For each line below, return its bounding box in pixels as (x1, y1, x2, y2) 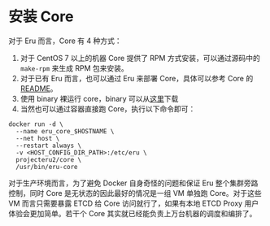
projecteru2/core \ (15, 155, 82, 163)
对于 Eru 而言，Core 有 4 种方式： (8, 36, 122, 46)
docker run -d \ (8, 120, 63, 128)
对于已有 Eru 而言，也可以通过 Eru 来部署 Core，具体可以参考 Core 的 (20, 73, 254, 83)
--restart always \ (15, 141, 82, 150)
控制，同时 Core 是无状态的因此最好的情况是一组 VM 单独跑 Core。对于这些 (8, 188, 262, 198)
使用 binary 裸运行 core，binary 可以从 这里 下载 (20, 93, 179, 103)
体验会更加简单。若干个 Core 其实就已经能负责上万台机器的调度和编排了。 (8, 208, 257, 218)
